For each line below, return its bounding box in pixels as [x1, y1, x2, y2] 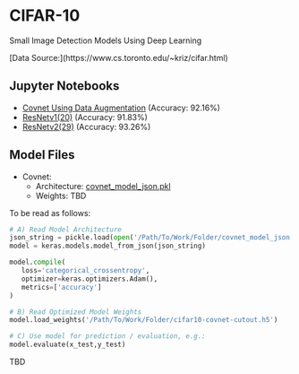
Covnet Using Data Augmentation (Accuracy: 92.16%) [21, 102, 221, 113]
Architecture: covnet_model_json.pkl [35, 180, 172, 191]
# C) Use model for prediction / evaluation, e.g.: [9, 332, 206, 341]
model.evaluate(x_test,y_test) [9, 340, 126, 350]
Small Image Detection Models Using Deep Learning [9, 35, 202, 46]
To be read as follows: [9, 207, 91, 218]
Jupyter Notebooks [9, 78, 120, 94]
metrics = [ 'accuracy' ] [21, 283, 102, 291]
